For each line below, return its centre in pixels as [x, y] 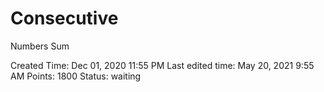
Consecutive [64, 18]
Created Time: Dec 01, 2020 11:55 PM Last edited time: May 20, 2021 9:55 [162, 65]
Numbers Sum [40, 46]
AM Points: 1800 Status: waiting [76, 76]
